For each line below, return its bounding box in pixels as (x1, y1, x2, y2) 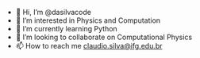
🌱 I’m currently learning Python (15, 24, 117, 33)
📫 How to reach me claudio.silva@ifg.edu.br (15, 42, 163, 50)
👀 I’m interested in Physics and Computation (15, 16, 161, 25)
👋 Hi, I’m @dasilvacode (15, 8, 91, 16)
